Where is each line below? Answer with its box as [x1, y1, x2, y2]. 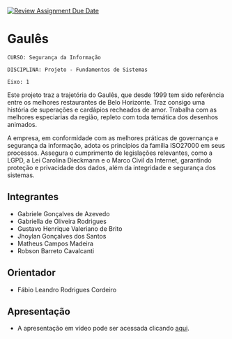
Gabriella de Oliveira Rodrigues [17, 217, 107, 225]
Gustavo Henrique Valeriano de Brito [17, 224, 123, 233]
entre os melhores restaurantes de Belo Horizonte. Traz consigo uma [7, 98, 206, 106]
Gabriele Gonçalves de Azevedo [17, 209, 110, 218]
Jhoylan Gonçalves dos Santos [17, 232, 107, 240]
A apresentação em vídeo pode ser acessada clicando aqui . [17, 324, 190, 333]
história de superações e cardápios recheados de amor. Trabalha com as [7, 105, 217, 114]
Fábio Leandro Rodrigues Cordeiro [17, 285, 117, 294]
